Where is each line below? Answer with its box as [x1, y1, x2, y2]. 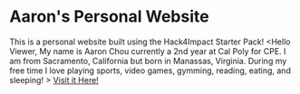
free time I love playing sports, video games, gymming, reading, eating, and [9, 65, 292, 76]
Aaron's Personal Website [9, 6, 210, 27]
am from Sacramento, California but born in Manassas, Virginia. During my [9, 55, 287, 66]
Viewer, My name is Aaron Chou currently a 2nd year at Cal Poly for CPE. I [9, 45, 286, 56]
